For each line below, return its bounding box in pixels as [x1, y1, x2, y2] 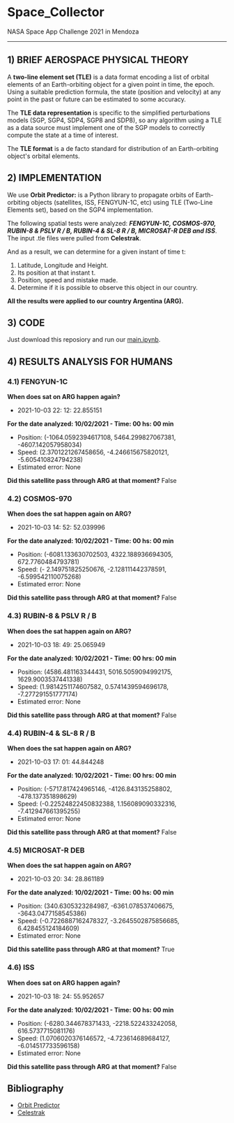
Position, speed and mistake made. [17, 275, 118, 284]
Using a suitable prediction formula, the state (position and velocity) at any [7, 87, 221, 96]
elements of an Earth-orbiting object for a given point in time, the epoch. [7, 80, 215, 88]
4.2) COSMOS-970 [7, 493, 72, 503]
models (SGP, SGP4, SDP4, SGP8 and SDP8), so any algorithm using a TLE [7, 116, 222, 124]
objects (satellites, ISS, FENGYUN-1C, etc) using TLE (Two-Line [31, 198, 213, 206]
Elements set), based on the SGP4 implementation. [7, 205, 153, 214]
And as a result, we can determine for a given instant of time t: [7, 247, 186, 256]
